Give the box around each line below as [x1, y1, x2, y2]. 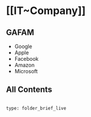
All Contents [6, 85, 52, 95]
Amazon [14, 61, 35, 68]
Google [14, 43, 33, 50]
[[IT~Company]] [6, 4, 86, 18]
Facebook [14, 56, 39, 62]
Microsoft [14, 68, 38, 74]
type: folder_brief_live [6, 105, 66, 111]
